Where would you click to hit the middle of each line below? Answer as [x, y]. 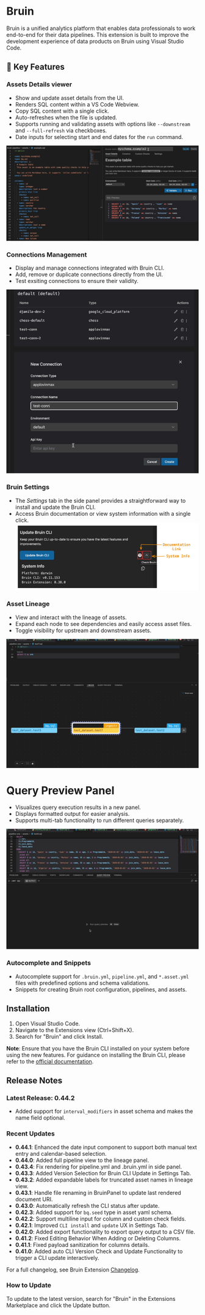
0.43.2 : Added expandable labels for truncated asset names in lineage [104, 1180]
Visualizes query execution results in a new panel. [78, 807]
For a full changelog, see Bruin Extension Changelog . [73, 1270]
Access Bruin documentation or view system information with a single [103, 513]
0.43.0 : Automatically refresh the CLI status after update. [87, 1205]
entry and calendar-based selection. [61, 1153]
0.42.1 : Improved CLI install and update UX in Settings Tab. [92, 1225]
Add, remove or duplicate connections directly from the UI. [89, 274]
